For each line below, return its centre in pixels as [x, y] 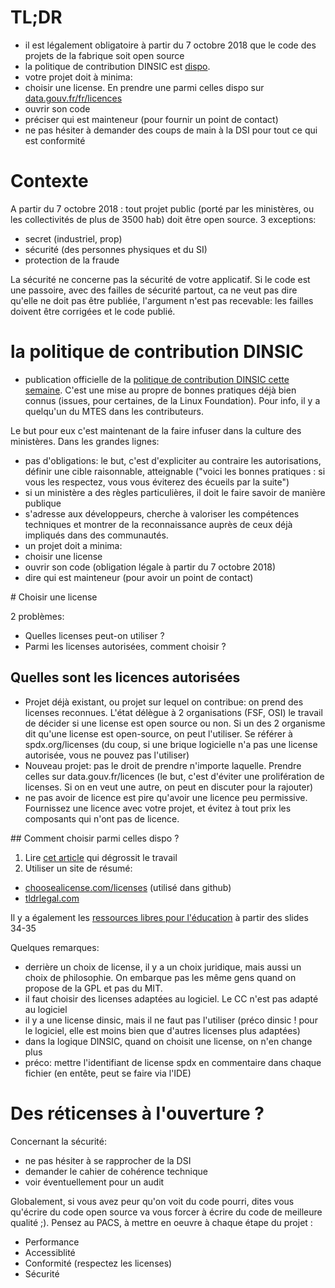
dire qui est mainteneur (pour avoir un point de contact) [139, 577]
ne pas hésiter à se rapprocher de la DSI [108, 1160]
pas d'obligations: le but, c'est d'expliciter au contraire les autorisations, [173, 460]
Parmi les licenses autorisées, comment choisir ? [125, 646]
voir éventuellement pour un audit [94, 1182]
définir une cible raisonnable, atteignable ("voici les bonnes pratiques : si [175, 471]
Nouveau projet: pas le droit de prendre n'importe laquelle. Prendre [163, 765]
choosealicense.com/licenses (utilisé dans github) [128, 887]
